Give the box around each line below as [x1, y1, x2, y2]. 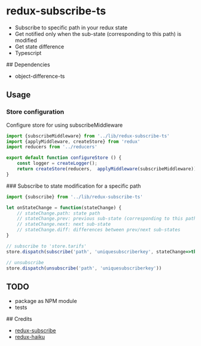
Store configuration [6, 108, 65, 116]
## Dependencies [6, 61, 50, 68]
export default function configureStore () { [6, 155, 121, 161]
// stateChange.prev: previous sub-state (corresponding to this [17, 216, 184, 222]
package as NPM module [14, 298, 77, 305]
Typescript [14, 49, 42, 56]
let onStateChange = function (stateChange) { [6, 204, 121, 210]
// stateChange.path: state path [17, 210, 100, 216]
